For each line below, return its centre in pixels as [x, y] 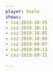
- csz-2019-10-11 [27, 28]
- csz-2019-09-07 [27, 44]
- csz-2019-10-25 [27, 22]
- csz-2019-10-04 [27, 39]
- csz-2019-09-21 [27, 55]
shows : [13, 17]
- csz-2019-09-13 [27, 50]
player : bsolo [23, 11]
